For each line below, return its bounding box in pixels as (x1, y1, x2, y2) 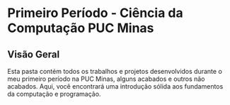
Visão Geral (7, 48, 60, 60)
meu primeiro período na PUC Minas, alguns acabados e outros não (7, 74, 205, 83)
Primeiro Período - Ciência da (7, 5, 183, 21)
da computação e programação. (7, 90, 101, 98)
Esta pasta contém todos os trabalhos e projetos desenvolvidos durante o (7, 67, 223, 75)
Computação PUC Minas (7, 20, 154, 36)
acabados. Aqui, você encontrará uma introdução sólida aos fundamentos (7, 82, 224, 90)
